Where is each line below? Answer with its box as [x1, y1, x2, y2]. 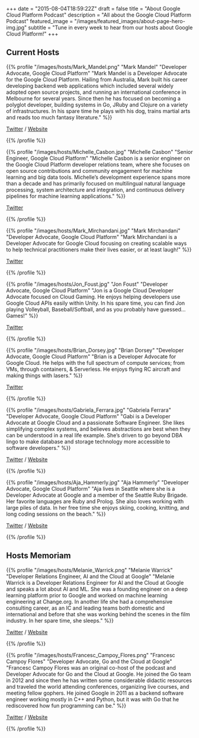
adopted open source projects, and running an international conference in [6, 89, 187, 96]
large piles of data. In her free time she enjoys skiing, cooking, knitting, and [6, 504, 190, 511]
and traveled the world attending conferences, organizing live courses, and [6, 683, 190, 690]
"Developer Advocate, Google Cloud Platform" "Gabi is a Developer [6, 412, 171, 420]
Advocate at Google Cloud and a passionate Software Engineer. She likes [6, 419, 185, 426]
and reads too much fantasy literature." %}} [6, 113, 113, 121]
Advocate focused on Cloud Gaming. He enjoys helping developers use [6, 293, 181, 300]
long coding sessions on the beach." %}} [6, 510, 107, 518]
